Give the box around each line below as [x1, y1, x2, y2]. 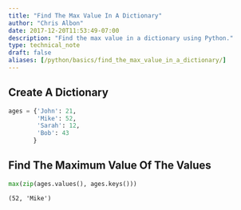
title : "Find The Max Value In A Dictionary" [8, 11, 162, 20]
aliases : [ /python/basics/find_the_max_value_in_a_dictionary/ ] [8, 57, 227, 65]
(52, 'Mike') [8, 194, 52, 202]
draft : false [8, 49, 52, 57]
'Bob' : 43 [37, 129, 69, 137]
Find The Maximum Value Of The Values [8, 159, 211, 172]
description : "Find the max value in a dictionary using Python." [8, 34, 234, 42]
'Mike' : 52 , [37, 114, 77, 122]
